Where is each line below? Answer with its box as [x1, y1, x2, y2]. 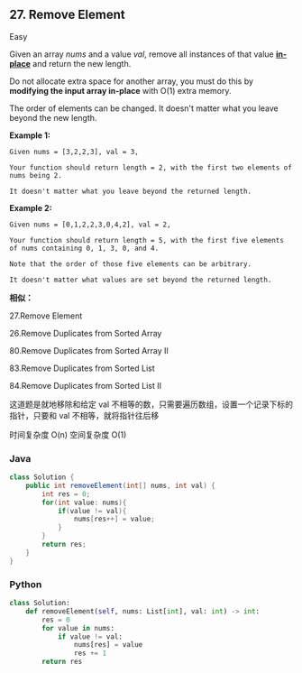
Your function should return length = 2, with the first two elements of [9, 162, 293, 172]
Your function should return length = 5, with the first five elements [9, 235, 284, 244]
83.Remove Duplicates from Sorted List [9, 363, 155, 373]
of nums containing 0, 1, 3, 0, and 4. [9, 244, 160, 253]
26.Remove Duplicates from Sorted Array [9, 327, 162, 338]
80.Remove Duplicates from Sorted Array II [9, 345, 169, 355]
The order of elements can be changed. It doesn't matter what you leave [9, 103, 279, 114]
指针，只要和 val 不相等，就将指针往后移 [9, 410, 160, 420]
